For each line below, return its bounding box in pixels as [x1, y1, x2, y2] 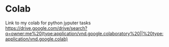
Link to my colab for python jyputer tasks [5, 20, 91, 26]
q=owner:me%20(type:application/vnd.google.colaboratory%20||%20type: [5, 30, 164, 36]
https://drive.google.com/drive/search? [5, 25, 88, 31]
